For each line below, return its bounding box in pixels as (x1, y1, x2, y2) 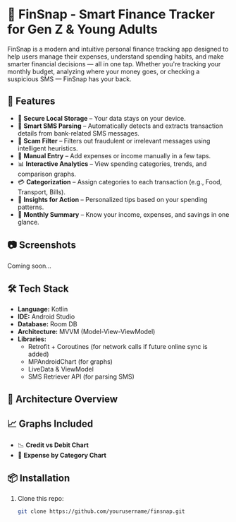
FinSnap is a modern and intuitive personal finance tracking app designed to (7, 45, 229, 53)
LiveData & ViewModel (27, 365, 94, 374)
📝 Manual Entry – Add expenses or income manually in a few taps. (17, 151, 211, 160)
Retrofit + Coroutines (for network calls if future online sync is (27, 343, 208, 351)
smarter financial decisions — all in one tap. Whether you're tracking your (7, 59, 221, 68)
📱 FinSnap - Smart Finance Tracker (7, 6, 215, 23)
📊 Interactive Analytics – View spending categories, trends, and (17, 159, 207, 168)
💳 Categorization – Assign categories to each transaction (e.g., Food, (17, 177, 223, 186)
